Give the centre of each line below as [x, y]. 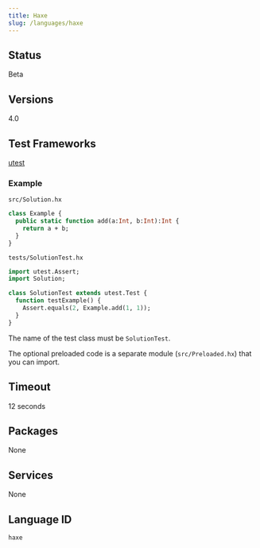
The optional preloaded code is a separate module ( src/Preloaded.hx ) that [130, 353]
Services [31, 475]
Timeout [30, 387]
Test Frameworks [52, 144]
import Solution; [37, 279]
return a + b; [46, 228]
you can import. [34, 362]
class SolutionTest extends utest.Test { [78, 293]
